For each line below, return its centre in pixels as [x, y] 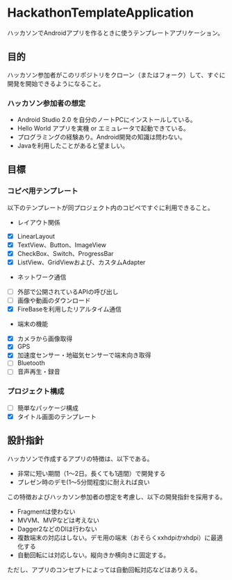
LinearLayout [36, 236]
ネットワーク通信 [42, 277]
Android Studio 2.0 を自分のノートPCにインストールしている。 [107, 120]
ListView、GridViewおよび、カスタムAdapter [81, 262]
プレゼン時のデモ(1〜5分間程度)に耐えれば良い [84, 482]
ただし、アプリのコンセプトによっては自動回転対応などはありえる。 [104, 570]
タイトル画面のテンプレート [57, 416]
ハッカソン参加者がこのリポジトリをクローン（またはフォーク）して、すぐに [116, 75]
